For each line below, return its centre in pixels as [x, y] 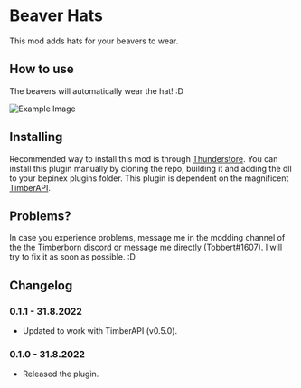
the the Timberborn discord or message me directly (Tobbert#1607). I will [146, 247]
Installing [36, 137]
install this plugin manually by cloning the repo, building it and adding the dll [150, 168]
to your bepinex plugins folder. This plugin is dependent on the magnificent [149, 178]
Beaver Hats [56, 16]
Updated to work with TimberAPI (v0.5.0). [100, 331]
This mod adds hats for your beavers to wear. [94, 41]
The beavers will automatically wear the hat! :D [96, 90]
